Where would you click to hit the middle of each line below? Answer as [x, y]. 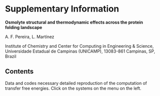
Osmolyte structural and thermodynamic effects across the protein [74, 22]
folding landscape [24, 27]
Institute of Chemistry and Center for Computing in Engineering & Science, [80, 46]
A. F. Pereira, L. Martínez [30, 37]
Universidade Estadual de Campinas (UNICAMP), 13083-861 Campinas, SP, [80, 51]
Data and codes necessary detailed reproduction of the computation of [76, 83]
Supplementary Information [62, 9]
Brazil [11, 56]
